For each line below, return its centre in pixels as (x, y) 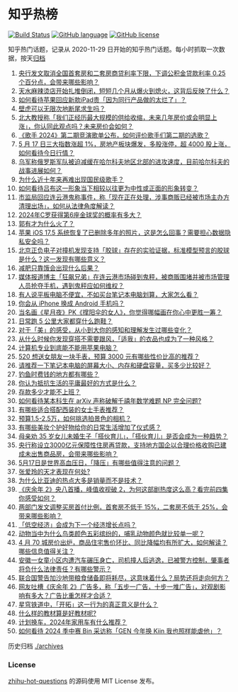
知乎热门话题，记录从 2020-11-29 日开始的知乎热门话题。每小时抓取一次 (113, 49)
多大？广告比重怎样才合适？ (71, 595)
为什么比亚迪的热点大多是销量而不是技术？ (80, 480)
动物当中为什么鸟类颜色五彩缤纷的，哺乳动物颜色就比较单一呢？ (111, 533)
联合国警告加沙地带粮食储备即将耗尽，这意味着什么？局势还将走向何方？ (124, 577)
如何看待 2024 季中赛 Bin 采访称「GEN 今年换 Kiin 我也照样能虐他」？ (120, 630)
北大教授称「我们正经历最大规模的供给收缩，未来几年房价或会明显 (114, 117)
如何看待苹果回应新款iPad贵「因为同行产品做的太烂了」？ (102, 99)
